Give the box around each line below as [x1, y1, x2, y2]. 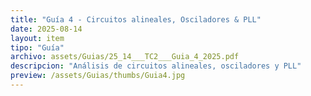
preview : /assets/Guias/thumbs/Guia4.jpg [10, 71, 186, 81]
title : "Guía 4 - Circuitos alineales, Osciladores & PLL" [10, 14, 262, 25]
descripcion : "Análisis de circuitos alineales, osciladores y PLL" [10, 61, 302, 71]
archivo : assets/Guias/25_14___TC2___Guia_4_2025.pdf [10, 52, 240, 62]
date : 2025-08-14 [10, 24, 83, 34]
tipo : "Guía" [10, 42, 65, 53]
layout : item [10, 33, 65, 43]
